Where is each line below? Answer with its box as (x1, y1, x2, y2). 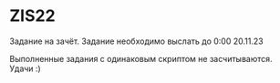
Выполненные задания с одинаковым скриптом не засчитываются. (9, 53, 273, 64)
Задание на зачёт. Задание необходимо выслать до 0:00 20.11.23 (9, 36, 264, 47)
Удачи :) (9, 63, 41, 74)
